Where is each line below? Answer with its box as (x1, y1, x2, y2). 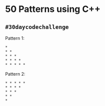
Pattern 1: (5, 35, 25, 41)
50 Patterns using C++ (5, 3, 101, 15)
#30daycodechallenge (5, 23, 69, 30)
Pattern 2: (5, 71, 26, 77)
